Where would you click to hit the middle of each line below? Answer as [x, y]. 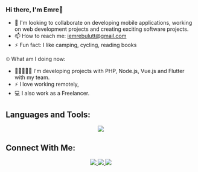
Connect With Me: [41, 148]
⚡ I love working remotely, [46, 84]
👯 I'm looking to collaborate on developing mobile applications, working [103, 23]
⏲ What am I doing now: [36, 59]
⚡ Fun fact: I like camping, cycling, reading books [75, 45]
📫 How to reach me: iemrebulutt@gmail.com [70, 36]
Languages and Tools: [48, 114]
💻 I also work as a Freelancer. [52, 94]
